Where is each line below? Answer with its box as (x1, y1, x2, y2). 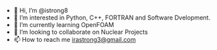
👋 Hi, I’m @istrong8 (13, 7, 68, 14)
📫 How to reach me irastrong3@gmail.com (13, 36, 136, 43)
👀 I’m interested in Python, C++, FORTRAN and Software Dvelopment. (13, 14, 211, 22)
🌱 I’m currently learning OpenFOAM (13, 21, 114, 28)
